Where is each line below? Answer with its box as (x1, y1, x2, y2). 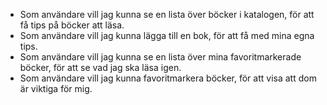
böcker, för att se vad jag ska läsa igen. (19, 62, 182, 73)
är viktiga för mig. (19, 83, 93, 94)
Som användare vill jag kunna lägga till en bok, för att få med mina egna (19, 30, 315, 41)
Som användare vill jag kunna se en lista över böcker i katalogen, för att (19, 9, 315, 20)
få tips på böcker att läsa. (19, 19, 125, 31)
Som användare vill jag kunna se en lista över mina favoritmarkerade (19, 51, 302, 63)
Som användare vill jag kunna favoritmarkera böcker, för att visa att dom (19, 72, 317, 84)
